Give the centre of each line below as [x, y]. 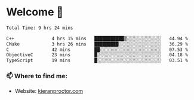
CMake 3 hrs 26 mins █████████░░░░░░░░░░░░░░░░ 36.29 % [97, 44]
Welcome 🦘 [35, 12]
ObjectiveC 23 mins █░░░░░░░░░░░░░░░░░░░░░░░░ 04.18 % [97, 55]
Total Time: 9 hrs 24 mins [40, 28]
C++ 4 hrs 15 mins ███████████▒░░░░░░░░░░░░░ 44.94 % [97, 38]
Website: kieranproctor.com [49, 91]
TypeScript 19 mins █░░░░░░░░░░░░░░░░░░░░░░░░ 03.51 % [97, 61]
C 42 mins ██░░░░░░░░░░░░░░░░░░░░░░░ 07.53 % [97, 50]
